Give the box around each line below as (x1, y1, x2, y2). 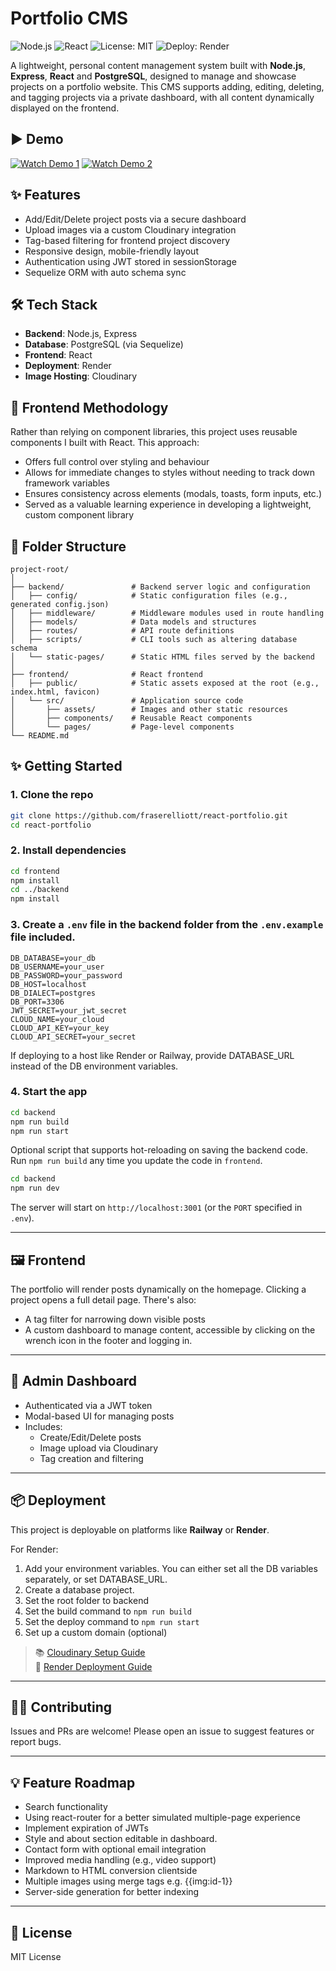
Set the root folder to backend (24, 1594, 149, 1606)
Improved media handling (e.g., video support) (24, 1854, 217, 1866)
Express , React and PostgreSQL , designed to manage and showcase (10, 70, 297, 82)
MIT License (10, 1951, 62, 1963)
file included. (10, 930, 76, 944)
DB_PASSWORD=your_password (10, 970, 123, 981)
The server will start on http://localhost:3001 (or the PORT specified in (10, 1202, 303, 1214)
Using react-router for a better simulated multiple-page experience (24, 1812, 301, 1824)
